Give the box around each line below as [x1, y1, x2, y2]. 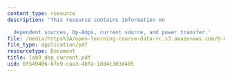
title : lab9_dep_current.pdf [7, 54, 91, 62]
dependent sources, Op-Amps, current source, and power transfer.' [13, 29, 212, 36]
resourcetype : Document [7, 48, 76, 55]
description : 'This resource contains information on [7, 16, 166, 23]
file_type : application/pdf [7, 42, 88, 49]
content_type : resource [7, 10, 76, 17]
